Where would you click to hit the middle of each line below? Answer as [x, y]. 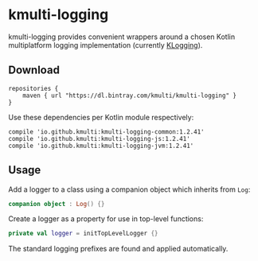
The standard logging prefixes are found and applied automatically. [118, 249]
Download [34, 70]
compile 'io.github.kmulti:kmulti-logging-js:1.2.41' [100, 138]
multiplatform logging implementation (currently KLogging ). [106, 45]
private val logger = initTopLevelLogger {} [83, 234]
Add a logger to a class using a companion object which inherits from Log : [129, 189]
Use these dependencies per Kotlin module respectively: [101, 117]
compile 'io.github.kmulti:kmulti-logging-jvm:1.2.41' [101, 146]
